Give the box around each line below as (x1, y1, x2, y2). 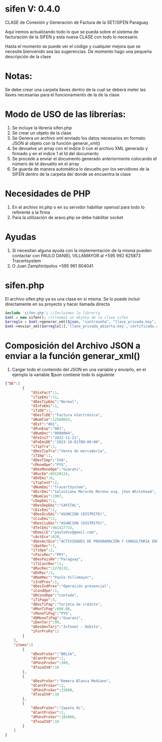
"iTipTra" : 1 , (30, 444, 57, 449)
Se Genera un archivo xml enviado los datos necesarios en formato (12, 135, 146, 141)
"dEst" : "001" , (30, 422, 59, 426)
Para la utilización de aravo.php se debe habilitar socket (12, 214, 123, 220)
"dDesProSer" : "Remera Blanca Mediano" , (30, 679, 111, 683)
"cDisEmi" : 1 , (30, 507, 57, 512)
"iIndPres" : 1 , (30, 579, 59, 584)
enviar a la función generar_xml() (5, 350, 140, 362)
